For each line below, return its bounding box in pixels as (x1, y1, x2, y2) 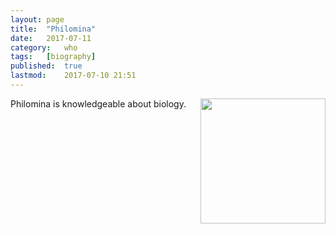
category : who (10, 42, 78, 53)
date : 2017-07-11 (10, 33, 92, 43)
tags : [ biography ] (10, 52, 97, 62)
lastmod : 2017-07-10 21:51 (10, 71, 137, 81)
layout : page (10, 14, 65, 25)
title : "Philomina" (10, 24, 97, 34)
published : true (10, 61, 83, 71)
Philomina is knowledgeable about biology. (10, 97, 187, 110)
